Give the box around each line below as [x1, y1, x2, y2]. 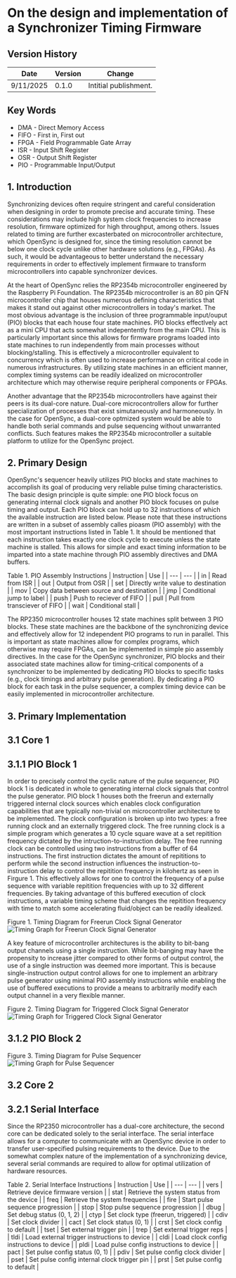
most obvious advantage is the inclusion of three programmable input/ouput [7, 311, 228, 319]
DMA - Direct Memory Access [17, 123, 105, 132]
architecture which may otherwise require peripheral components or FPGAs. [7, 378, 228, 387]
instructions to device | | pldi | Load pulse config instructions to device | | [7, 1241, 219, 1249]
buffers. [7, 558, 30, 566]
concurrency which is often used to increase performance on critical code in [7, 356, 229, 364]
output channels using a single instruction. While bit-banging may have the [7, 946, 224, 955]
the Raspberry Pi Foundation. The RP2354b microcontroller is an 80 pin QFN [7, 288, 229, 296]
